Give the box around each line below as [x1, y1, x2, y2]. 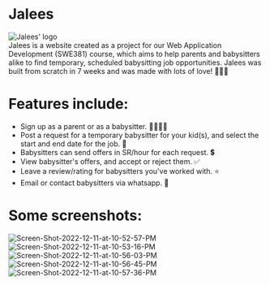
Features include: [8, 95, 129, 114]
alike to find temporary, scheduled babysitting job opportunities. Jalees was [8, 58, 262, 67]
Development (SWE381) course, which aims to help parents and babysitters [8, 49, 261, 58]
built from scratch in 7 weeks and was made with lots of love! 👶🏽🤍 [8, 66, 229, 76]
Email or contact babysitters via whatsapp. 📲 [19, 178, 169, 188]
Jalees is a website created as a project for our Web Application [8, 40, 222, 50]
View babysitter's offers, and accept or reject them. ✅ [19, 156, 200, 166]
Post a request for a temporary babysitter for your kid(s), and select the [19, 130, 259, 140]
